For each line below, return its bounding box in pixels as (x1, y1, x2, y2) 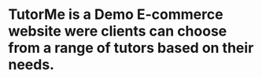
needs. (8, 56, 55, 74)
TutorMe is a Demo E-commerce (8, 6, 223, 24)
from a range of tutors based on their (8, 39, 254, 57)
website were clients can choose (8, 22, 227, 40)
